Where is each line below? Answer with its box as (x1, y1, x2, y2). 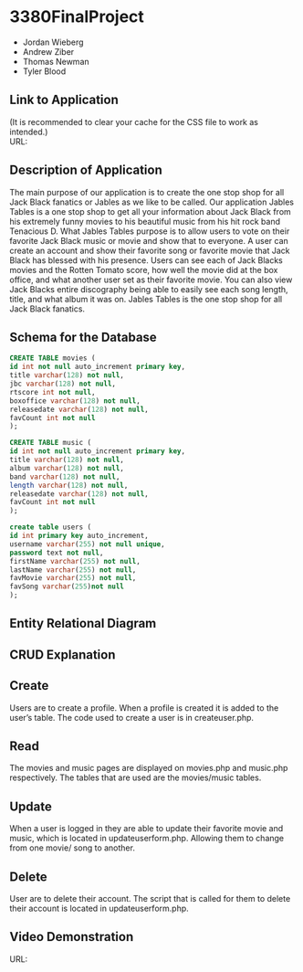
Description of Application (9, 163, 162, 178)
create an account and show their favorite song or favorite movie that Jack (9, 245, 290, 256)
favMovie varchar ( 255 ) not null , (9, 574, 137, 583)
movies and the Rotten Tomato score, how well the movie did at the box (9, 264, 278, 275)
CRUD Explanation (9, 647, 116, 662)
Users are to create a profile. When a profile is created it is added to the (9, 702, 279, 713)
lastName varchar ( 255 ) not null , (9, 565, 137, 575)
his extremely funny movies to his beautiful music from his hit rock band (9, 216, 281, 227)
